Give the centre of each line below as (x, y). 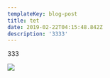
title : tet (23, 21)
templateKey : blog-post (43, 14)
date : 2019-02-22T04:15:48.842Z (55, 27)
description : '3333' (38, 34)
